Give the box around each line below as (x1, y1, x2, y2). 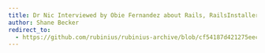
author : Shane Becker (8, 19, 80, 26)
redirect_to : (8, 26, 51, 34)
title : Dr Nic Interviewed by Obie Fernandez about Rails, (8, 11, 207, 19)
